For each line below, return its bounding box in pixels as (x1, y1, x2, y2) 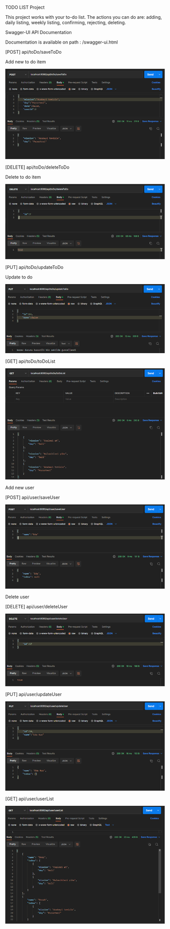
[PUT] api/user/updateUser (5, 691, 62, 697)
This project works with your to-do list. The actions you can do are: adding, (5, 14, 162, 20)
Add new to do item (5, 59, 47, 65)
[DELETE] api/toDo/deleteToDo (5, 164, 70, 170)
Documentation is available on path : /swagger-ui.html (5, 39, 118, 45)
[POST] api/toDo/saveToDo (5, 49, 62, 55)
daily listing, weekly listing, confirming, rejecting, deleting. (5, 20, 126, 25)
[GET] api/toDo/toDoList (5, 358, 56, 364)
